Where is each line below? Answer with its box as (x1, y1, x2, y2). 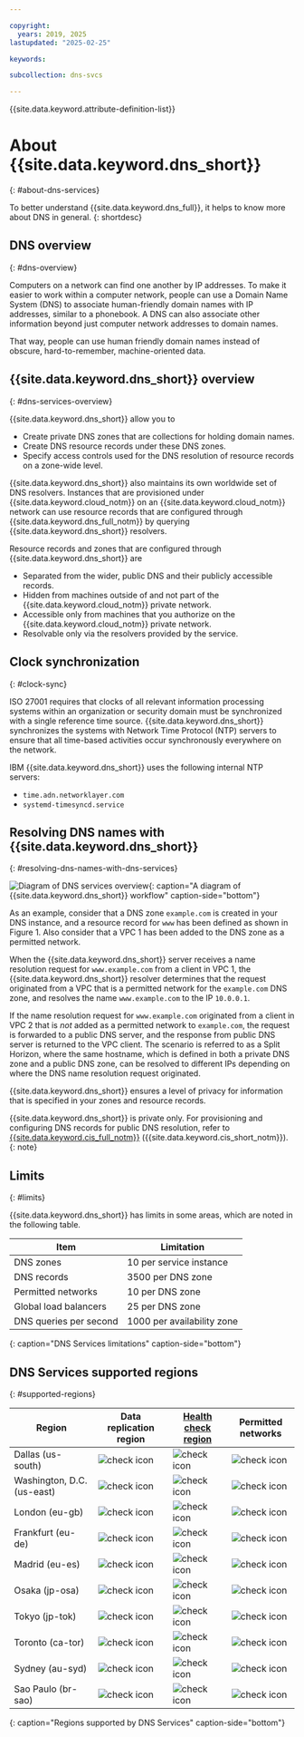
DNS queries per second (14, 1315, 119, 1328)
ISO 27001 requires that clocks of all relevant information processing (9, 695, 265, 707)
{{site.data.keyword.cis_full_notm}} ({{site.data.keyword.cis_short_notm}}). (9, 1132, 289, 1143)
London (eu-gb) (14, 1506, 84, 1519)
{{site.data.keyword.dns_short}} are (9, 552, 143, 563)
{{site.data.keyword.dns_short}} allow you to (9, 413, 176, 424)
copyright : (9, 21, 51, 30)
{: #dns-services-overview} (9, 395, 113, 406)
